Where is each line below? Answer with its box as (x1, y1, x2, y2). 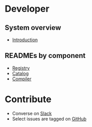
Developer (5, 3, 49, 15)
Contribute (5, 93, 52, 105)
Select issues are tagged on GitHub (12, 115, 87, 122)
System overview (5, 23, 62, 32)
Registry (12, 65, 30, 71)
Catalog (12, 70, 29, 76)
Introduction (12, 37, 38, 43)
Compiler (12, 76, 32, 82)
